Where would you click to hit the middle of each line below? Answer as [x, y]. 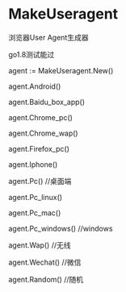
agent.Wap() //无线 [40, 245]
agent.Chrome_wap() [43, 133]
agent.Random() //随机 [46, 279]
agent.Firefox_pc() [39, 148]
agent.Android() [35, 86]
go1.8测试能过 [31, 54]
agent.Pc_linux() [36, 197]
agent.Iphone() [33, 164]
